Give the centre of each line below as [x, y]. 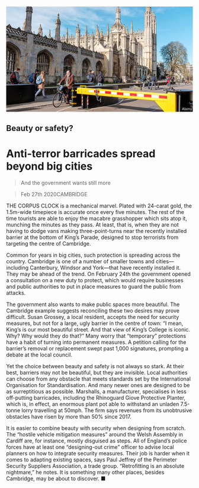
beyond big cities [49, 166]
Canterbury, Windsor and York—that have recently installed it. [105, 267]
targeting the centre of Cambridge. [49, 243]
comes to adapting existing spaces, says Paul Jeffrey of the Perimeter [92, 460]
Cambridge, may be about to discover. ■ [56, 479]
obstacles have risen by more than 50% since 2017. [69, 416]
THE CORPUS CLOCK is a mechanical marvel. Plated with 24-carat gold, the [99, 206]
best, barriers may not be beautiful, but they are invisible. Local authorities [97, 372]
